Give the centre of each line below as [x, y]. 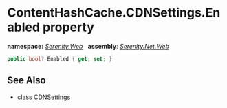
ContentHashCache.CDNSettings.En [114, 13]
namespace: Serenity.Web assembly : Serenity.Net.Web [88, 46]
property [68, 27]
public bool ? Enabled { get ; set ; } [60, 59]
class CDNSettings [44, 97]
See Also [26, 80]
